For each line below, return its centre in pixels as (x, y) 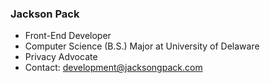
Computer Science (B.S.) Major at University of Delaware (142, 46)
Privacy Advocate (61, 57)
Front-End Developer (68, 36)
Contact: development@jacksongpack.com (113, 68)
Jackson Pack (45, 14)
